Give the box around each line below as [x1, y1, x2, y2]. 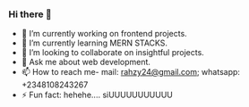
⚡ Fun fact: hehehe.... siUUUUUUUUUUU [21, 89, 174, 101]
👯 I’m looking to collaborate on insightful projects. [21, 47, 205, 58]
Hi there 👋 [8, 8, 53, 21]
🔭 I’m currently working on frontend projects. [21, 29, 187, 39]
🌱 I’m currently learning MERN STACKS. [21, 37, 167, 48]
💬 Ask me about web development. [21, 57, 151, 68]
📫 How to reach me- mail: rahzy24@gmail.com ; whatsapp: [21, 67, 241, 78]
